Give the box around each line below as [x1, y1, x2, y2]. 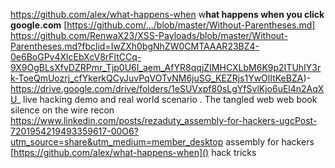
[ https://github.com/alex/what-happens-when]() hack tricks [10, 147, 257, 158]
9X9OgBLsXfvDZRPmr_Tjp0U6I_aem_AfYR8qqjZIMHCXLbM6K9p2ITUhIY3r [10, 62, 322, 73]
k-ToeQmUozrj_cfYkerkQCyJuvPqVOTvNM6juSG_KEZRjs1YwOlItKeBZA [10, 72, 304, 84]
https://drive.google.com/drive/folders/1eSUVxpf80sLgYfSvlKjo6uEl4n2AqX [10, 83, 325, 94]
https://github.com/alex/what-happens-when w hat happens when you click [10, 9, 325, 20]
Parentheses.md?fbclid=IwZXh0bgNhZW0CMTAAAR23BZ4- [10, 40, 260, 52]
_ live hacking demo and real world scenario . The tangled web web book [16, 94, 318, 105]
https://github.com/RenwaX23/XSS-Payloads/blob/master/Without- [10, 30, 288, 41]
